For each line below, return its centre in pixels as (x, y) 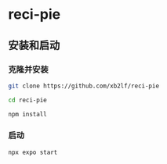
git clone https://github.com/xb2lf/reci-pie (83, 86)
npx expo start (33, 152)
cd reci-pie (27, 100)
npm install (27, 114)
